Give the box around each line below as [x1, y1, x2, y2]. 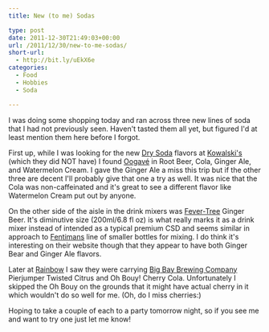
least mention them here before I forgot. [8, 132, 141, 141]
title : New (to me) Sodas [8, 11, 95, 20]
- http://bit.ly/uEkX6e [15, 56, 95, 64]
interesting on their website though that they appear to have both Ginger [8, 240, 247, 250]
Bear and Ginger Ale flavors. [8, 248, 102, 258]
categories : [8, 64, 48, 72]
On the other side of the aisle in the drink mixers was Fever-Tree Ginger [8, 206, 245, 215]
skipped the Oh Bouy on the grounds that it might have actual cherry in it [8, 281, 249, 291]
